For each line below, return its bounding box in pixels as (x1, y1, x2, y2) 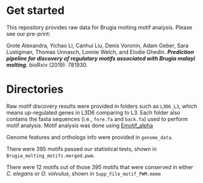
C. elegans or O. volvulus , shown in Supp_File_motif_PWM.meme (6, 170, 161, 177)
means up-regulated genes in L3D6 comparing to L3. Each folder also (6, 108, 181, 116)
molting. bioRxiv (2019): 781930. (6, 61, 88, 68)
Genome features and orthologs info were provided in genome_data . (6, 133, 173, 141)
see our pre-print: (6, 30, 50, 37)
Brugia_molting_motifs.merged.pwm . (6, 151, 95, 159)
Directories (6, 82, 64, 96)
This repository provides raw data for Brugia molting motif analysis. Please (6, 24, 193, 31)
